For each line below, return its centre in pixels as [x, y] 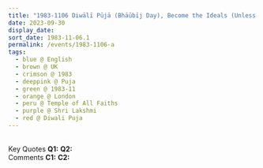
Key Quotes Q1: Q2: [40, 149]
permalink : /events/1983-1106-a [61, 45]
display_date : [32, 30]
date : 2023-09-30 [37, 23]
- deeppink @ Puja [46, 81]
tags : [17, 52]
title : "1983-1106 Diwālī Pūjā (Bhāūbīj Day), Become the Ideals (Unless [132, 15]
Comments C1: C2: [39, 157]
